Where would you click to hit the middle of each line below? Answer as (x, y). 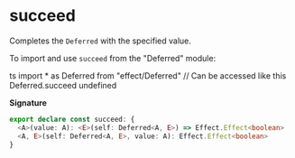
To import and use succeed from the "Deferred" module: (113, 58)
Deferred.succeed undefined (63, 85)
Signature (28, 102)
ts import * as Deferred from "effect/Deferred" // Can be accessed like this (148, 75)
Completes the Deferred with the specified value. (101, 41)
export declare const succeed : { (72, 119)
